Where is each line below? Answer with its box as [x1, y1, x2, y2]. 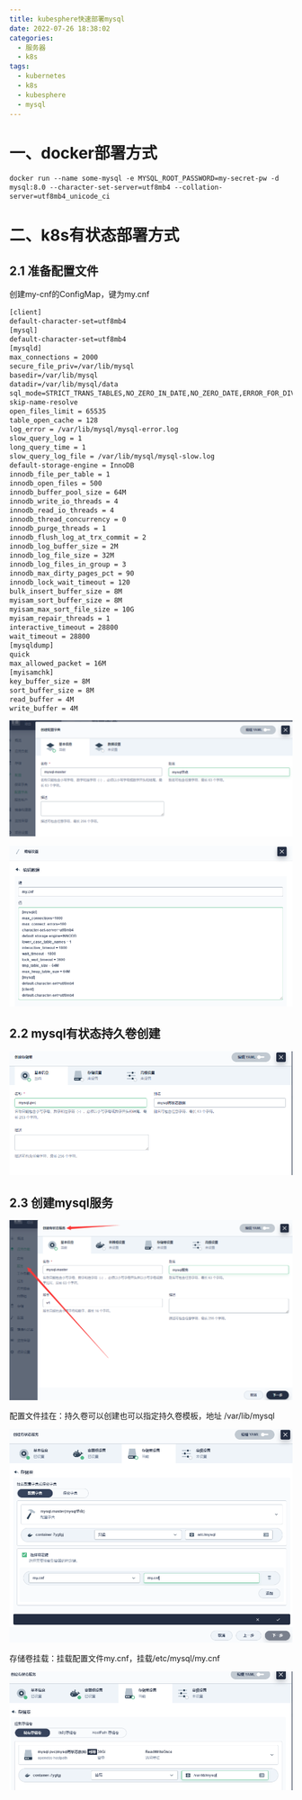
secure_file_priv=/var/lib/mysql [9, 362, 135, 371]
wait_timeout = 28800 [9, 632, 91, 641]
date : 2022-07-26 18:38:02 [9, 23, 111, 33]
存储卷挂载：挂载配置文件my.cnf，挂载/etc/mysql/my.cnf [9, 1653, 220, 1664]
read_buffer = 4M [9, 695, 75, 704]
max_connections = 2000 [9, 353, 99, 362]
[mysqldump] [9, 641, 54, 650]
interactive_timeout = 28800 [9, 623, 119, 632]
